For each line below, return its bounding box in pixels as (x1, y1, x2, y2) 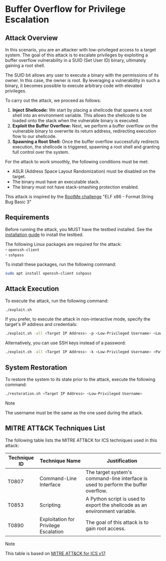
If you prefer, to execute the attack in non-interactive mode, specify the (5, 316, 151, 322)
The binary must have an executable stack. (12, 179, 100, 185)
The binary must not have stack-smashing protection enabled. (12, 184, 139, 190)
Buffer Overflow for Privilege (5, 3, 126, 15)
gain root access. (85, 525, 126, 532)
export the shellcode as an (85, 501, 147, 508)
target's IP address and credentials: (5, 322, 78, 327)
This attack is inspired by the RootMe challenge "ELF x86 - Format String (5, 194, 154, 199)
